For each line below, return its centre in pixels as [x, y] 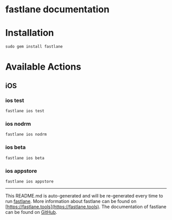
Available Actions [43, 67]
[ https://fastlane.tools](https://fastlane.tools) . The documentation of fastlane [86, 207]
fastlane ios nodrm [26, 134]
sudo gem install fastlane [34, 47]
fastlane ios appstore [29, 181]
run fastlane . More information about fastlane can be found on [71, 201]
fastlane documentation [57, 9]
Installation [30, 33]
